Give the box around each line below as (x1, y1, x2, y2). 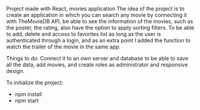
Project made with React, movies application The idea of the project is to (6, 5, 185, 12)
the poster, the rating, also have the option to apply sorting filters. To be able (6, 24, 195, 31)
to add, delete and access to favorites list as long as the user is (6, 30, 161, 38)
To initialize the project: (6, 79, 64, 86)
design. (6, 68, 25, 74)
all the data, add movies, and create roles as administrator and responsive (6, 61, 188, 68)
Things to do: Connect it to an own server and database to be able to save (6, 55, 189, 62)
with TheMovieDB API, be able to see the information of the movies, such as (6, 18, 193, 25)
